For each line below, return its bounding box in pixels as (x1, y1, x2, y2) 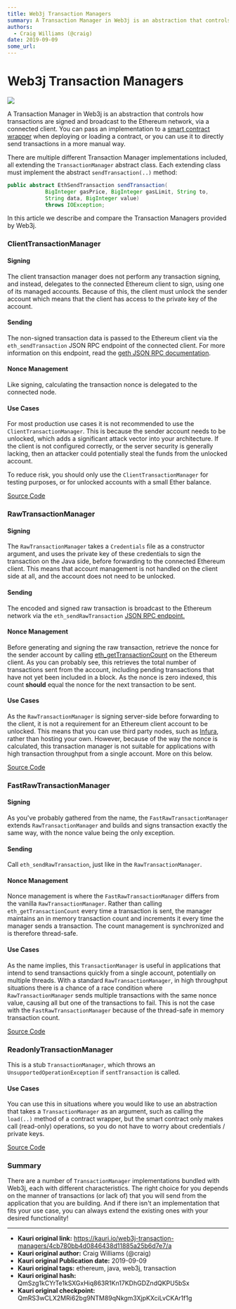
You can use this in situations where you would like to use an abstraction (7, 1100, 218, 1108)
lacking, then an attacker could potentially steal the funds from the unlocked (7, 449, 228, 458)
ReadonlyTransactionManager (7, 1045, 114, 1055)
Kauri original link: (17, 1234, 72, 1243)
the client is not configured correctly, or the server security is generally (7, 442, 214, 451)
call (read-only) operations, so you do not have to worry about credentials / (7, 1122, 225, 1130)
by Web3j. (7, 221, 37, 230)
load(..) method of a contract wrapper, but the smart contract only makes (7, 1115, 223, 1123)
